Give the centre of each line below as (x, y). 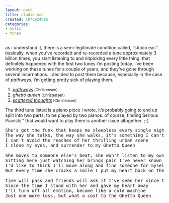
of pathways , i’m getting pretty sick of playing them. (59, 80)
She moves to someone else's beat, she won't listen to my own (85, 155)
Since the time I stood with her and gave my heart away (77, 186)
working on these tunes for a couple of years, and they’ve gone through (80, 69)
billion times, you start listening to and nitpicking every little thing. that (78, 58)
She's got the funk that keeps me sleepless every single (78, 130)
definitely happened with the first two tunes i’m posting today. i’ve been (79, 64)
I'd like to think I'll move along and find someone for (77, 165)
